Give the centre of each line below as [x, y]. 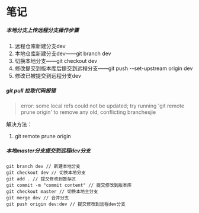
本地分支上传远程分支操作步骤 [42, 30]
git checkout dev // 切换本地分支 [46, 173]
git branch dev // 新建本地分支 [44, 167]
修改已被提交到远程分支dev [48, 76]
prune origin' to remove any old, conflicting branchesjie [88, 112]
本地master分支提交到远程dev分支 [48, 150]
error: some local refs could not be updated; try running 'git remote [102, 106]
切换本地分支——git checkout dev [56, 61]
